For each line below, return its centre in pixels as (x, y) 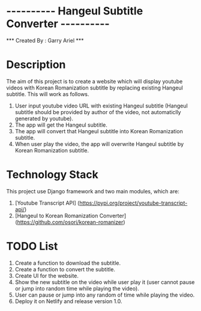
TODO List (32, 246)
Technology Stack (52, 175)
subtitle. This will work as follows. (48, 94)
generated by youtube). (44, 118)
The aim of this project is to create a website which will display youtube (94, 81)
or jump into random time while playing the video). (77, 288)
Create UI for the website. (47, 276)
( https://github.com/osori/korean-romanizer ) (70, 222)
